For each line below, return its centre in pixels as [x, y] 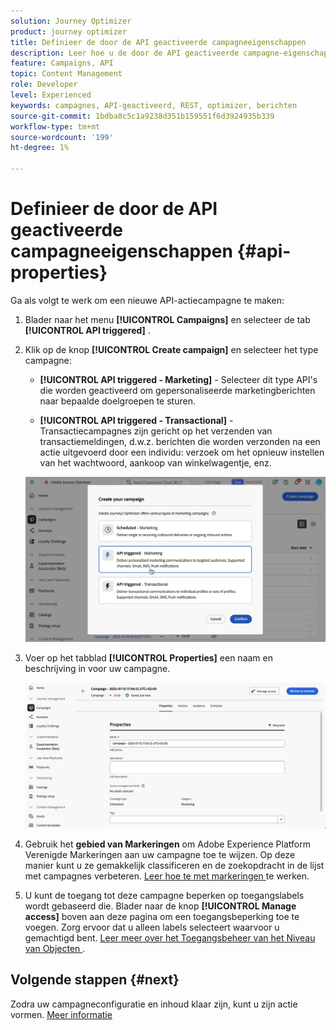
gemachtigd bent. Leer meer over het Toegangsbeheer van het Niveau [170, 938]
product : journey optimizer [69, 31]
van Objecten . [55, 949]
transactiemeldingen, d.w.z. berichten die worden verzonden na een [180, 441]
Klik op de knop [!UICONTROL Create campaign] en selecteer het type [171, 349]
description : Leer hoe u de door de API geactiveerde [125, 53]
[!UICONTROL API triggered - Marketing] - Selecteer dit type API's [178, 379]
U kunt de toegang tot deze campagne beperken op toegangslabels [164, 896]
